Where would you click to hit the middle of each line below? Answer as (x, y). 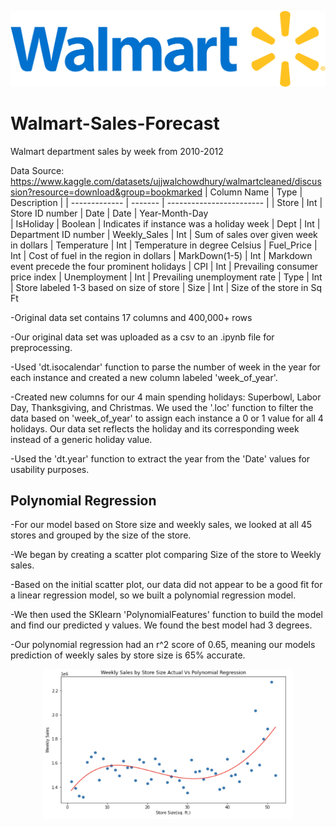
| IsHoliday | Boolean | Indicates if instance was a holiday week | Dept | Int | (165, 223)
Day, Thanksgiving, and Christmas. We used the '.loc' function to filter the (162, 407)
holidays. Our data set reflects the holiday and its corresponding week (155, 428)
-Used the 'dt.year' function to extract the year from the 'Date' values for (160, 458)
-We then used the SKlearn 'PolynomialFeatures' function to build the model (166, 615)
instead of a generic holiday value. (81, 439)
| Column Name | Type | (253, 192)
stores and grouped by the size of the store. (101, 535)
